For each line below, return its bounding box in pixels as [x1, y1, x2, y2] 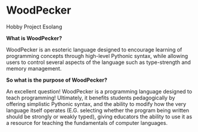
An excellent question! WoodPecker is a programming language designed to [6, 88, 192, 95]
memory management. [6, 65, 62, 72]
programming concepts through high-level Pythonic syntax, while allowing [6, 52, 188, 59]
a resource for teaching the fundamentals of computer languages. [6, 119, 168, 126]
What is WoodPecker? [6, 34, 62, 41]
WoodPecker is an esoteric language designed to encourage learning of [6, 46, 183, 53]
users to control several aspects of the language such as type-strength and [6, 59, 191, 66]
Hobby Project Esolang [6, 23, 62, 30]
